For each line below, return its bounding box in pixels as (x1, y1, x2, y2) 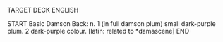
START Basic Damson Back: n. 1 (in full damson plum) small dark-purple (7, 20, 217, 27)
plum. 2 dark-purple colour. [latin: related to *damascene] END (7, 27, 190, 35)
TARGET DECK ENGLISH (7, 6, 79, 14)
